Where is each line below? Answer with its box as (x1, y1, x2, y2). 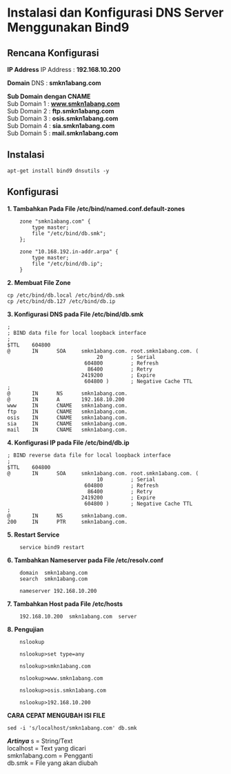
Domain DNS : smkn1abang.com (7, 79, 101, 87)
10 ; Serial (96, 476, 156, 483)
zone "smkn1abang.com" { (19, 218, 91, 225)
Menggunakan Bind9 (7, 19, 130, 35)
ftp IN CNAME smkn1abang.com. (7, 408, 128, 415)
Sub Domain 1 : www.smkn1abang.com (7, 100, 120, 108)
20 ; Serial (96, 353, 156, 360)
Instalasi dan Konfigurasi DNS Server (7, 5, 224, 21)
